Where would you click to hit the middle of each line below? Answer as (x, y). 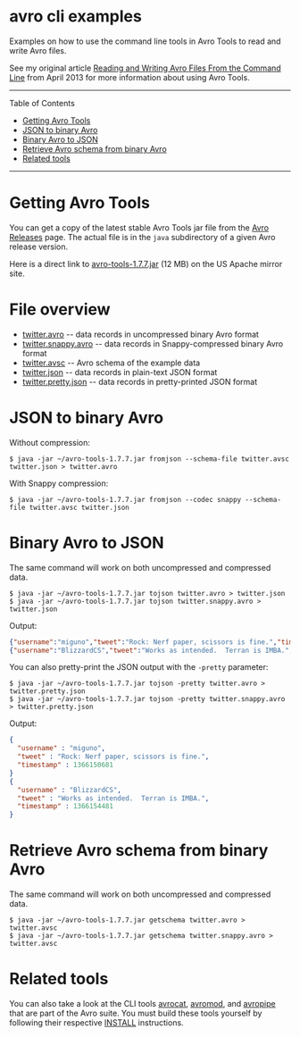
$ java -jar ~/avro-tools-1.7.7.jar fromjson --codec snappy (125, 499)
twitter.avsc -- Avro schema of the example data (111, 363)
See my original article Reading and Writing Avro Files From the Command (145, 68)
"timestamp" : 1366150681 (66, 765)
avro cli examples (76, 17)
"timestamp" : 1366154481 (66, 807)
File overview (60, 309)
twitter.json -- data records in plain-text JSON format (120, 372)
